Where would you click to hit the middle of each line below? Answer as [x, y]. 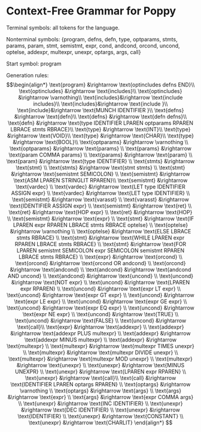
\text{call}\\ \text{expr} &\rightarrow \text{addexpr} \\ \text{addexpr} [100, 327]
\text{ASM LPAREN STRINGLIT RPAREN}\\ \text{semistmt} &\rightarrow [100, 180]
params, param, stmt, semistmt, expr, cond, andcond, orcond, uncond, [93, 46]
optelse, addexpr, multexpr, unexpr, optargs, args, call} [74, 52]
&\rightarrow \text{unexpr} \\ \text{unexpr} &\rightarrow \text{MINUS [100, 365]
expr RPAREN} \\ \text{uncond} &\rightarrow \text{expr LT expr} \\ [100, 289]
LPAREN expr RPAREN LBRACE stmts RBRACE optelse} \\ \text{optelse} [100, 225]
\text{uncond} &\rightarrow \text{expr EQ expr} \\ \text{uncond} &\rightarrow [100, 308]
